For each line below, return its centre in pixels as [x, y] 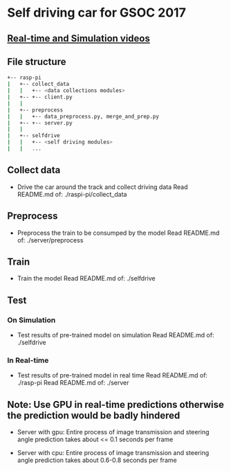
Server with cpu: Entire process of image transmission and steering [113, 453]
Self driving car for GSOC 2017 [97, 13]
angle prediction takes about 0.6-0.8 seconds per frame [97, 460]
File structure [37, 61]
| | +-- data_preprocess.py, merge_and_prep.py [83, 116]
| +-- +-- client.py [40, 97]
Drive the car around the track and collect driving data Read [102, 187]
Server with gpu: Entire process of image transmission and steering [113, 432]
